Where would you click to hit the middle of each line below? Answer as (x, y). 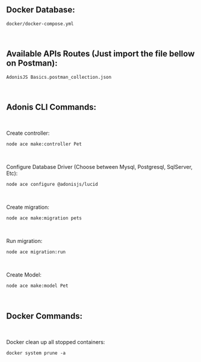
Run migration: (24, 241)
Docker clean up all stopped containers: (56, 342)
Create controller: (28, 133)
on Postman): (32, 63)
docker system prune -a (36, 353)
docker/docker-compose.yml (40, 23)
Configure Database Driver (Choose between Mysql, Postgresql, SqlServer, (99, 167)
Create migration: (28, 207)
